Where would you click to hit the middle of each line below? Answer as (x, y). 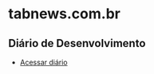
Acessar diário (43, 62)
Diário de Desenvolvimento (77, 43)
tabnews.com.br (65, 14)
